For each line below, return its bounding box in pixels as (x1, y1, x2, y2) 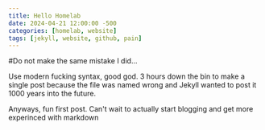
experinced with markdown (8, 113, 99, 123)
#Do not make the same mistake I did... (8, 56, 139, 66)
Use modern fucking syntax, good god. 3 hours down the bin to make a (8, 71, 246, 81)
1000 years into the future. (8, 89, 97, 99)
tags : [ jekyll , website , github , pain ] (8, 34, 143, 43)
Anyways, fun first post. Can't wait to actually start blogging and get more (8, 104, 254, 114)
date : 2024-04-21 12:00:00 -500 (8, 19, 117, 27)
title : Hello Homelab (8, 11, 81, 20)
